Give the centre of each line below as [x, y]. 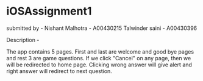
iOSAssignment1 [49, 11]
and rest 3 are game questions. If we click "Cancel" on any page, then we [99, 58]
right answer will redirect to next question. [59, 71]
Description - [23, 40]
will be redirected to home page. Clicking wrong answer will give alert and [99, 65]
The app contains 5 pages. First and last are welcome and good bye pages [100, 51]
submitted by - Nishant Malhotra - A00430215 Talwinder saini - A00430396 [102, 28]
